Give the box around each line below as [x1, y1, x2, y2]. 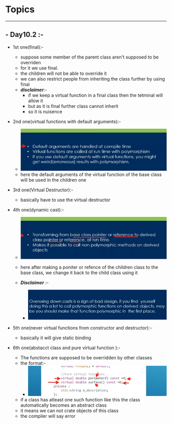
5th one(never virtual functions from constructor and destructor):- [12, 325, 153, 331]
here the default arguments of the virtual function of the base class [20, 171, 162, 178]
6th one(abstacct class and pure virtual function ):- [12, 345, 121, 351]
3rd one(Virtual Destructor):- [12, 186, 73, 193]
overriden [20, 59, 41, 65]
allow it [28, 98, 44, 104]
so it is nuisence [28, 108, 62, 114]
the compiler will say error [20, 413, 76, 419]
